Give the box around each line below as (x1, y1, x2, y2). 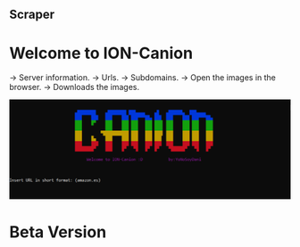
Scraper (9, 7, 55, 22)
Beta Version (9, 222, 107, 243)
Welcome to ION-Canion (9, 43, 194, 63)
